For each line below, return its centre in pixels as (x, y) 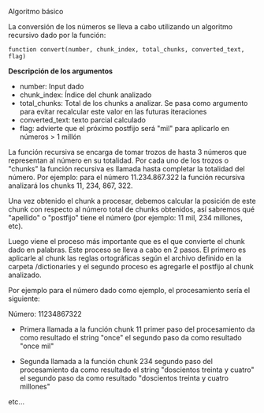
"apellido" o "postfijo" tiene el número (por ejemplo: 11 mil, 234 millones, (125, 218)
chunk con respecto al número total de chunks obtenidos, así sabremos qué (132, 209)
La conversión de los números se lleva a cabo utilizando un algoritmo (121, 26)
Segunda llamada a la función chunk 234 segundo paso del (116, 361)
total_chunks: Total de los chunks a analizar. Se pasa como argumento (134, 103)
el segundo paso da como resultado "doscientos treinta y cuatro (124, 378)
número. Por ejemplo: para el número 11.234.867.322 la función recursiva (127, 177)
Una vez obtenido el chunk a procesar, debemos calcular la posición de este (132, 201)
